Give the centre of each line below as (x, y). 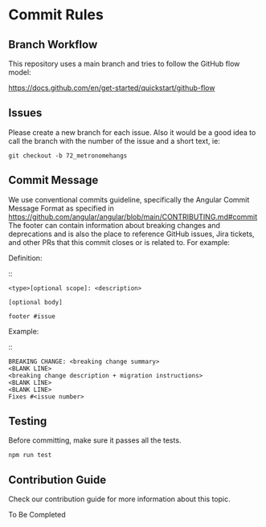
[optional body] (35, 302)
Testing (28, 421)
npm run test (30, 456)
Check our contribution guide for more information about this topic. (119, 499)
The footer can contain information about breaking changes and (115, 225)
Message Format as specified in (61, 208)
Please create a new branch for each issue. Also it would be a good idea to (132, 132)
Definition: (25, 258)
